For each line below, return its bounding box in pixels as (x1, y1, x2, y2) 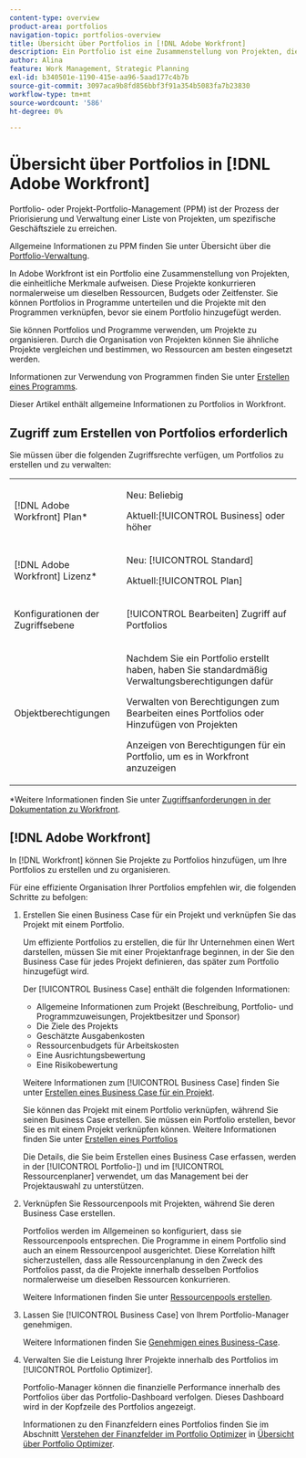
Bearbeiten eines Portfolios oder (126, 707, 265, 719)
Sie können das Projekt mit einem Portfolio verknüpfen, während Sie (22, 1104, 279, 1115)
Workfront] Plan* (14, 510, 88, 523)
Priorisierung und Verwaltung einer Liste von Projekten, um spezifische (9, 214, 276, 225)
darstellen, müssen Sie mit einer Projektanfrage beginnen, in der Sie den (22, 946, 295, 957)
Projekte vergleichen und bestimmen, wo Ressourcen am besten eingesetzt (9, 344, 293, 355)
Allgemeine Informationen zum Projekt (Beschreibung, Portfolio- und (36, 1001, 294, 1012)
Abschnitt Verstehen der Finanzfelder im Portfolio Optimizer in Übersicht (22, 1428, 294, 1439)
